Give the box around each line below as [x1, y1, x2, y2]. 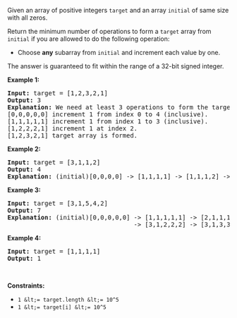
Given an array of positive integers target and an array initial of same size [7, 6, 229, 14]
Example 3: [7, 186, 41, 194]
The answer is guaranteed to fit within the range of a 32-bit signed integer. [7, 62, 224, 70]
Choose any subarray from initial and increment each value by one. [17, 49, 221, 56]
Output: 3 [7, 97, 41, 104]
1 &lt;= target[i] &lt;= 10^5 [17, 304, 107, 311]
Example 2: [7, 145, 41, 153]
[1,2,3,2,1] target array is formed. [7, 132, 138, 140]
